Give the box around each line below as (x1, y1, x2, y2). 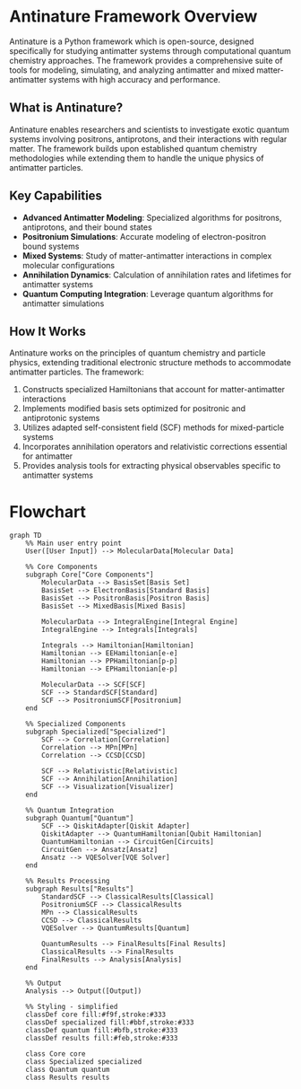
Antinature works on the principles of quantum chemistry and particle (9, 347, 266, 358)
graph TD (9, 531, 42, 540)
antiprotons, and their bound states (21, 222, 152, 233)
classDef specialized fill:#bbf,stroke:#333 (25, 1018, 194, 1027)
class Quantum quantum (25, 1066, 110, 1075)
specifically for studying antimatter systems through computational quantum (9, 45, 291, 56)
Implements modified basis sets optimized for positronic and (21, 403, 246, 414)
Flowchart (9, 501, 87, 522)
